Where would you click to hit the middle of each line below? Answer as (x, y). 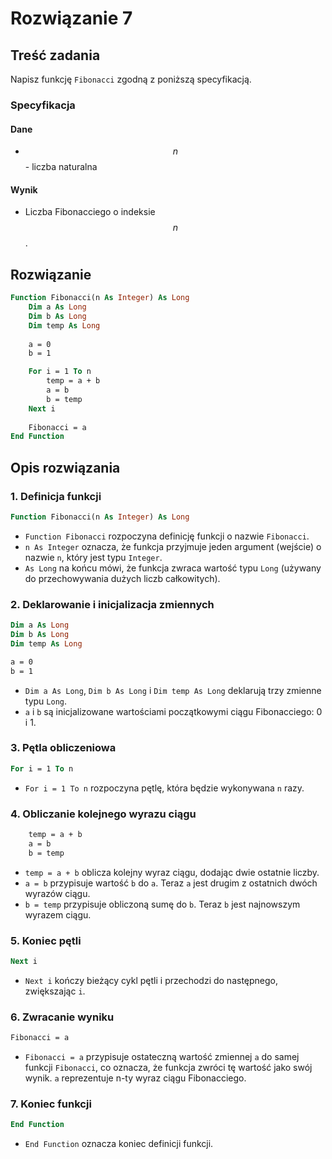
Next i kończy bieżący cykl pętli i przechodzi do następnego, (151, 980)
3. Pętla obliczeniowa (63, 748)
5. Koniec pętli (46, 940)
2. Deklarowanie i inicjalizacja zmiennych (112, 604)
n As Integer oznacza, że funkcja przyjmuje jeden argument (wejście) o (173, 546)
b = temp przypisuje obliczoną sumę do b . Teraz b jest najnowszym (162, 904)
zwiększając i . (55, 991)
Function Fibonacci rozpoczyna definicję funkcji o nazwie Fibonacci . (167, 536)
